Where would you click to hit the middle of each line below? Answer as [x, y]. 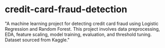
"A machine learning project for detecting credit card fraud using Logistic [82, 23]
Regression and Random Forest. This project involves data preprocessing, [82, 29]
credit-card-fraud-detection [66, 9]
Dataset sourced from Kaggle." [37, 40]
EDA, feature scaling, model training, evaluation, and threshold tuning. [78, 34]
